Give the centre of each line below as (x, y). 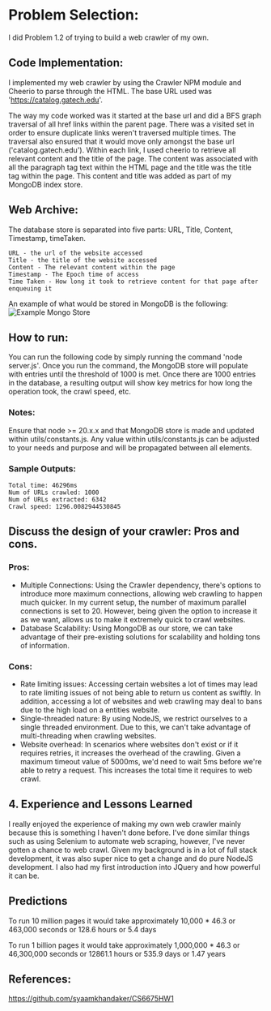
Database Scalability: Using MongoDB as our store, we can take (126, 628)
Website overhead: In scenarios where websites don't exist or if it (129, 744)
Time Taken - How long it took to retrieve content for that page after (133, 282)
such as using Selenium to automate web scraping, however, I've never (127, 841)
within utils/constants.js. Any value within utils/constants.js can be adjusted (134, 439)
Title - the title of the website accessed (83, 260)
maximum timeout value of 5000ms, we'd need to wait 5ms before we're (141, 761)
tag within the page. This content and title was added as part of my (120, 175)
